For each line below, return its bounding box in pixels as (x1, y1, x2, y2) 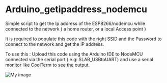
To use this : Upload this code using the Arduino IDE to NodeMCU (5, 51, 143, 57)
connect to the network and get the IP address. (5, 41, 104, 47)
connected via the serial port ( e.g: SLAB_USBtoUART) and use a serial (5, 56, 154, 62)
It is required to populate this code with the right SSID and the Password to (5, 36, 162, 42)
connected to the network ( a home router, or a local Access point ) (5, 25, 146, 32)
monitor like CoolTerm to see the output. (5, 62, 90, 68)
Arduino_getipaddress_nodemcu (5, 4, 148, 15)
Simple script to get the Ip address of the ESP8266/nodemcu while (5, 20, 146, 26)
